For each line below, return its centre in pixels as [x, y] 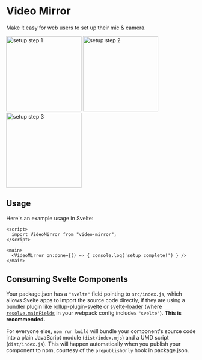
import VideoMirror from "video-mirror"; [64, 234]
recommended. [26, 319]
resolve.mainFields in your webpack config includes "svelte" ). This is [94, 313]
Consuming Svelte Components [67, 279]
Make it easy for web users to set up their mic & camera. [76, 28]
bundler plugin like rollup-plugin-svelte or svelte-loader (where [84, 306]
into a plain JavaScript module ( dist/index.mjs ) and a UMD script [88, 337]
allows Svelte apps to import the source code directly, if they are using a [96, 300]
